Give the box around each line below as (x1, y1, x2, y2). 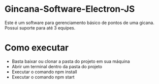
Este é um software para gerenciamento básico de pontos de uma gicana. (4, 20, 155, 26)
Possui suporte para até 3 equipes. (4, 25, 76, 30)
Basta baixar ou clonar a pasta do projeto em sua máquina (11, 58, 130, 64)
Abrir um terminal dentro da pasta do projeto (11, 63, 102, 69)
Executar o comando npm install (11, 69, 77, 75)
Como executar (4, 42, 69, 54)
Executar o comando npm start (11, 74, 75, 80)
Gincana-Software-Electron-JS (4, 3, 135, 15)
